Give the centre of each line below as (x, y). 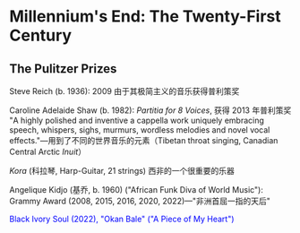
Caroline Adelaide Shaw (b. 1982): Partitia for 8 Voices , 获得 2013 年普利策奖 (150, 110)
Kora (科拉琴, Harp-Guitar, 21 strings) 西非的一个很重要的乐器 (122, 171)
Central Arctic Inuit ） (48, 151)
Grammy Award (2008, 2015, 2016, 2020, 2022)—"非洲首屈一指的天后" (140, 201)
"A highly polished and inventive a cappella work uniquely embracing (137, 120)
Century (41, 35)
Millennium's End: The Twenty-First (146, 17)
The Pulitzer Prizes (63, 69)
